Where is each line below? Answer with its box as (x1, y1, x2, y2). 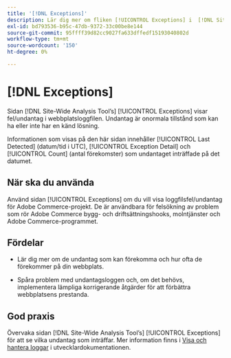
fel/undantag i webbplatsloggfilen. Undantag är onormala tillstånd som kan (7, 114, 219, 123)
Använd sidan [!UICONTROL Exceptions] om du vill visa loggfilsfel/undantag (7, 195, 223, 203)
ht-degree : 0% (7, 49, 48, 56)
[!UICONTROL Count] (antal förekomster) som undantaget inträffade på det (7, 149, 220, 158)
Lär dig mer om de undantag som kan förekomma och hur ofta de (16, 255, 203, 264)
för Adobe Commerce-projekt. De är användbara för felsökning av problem (7, 202, 219, 211)
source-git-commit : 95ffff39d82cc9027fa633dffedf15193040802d (7, 29, 189, 36)
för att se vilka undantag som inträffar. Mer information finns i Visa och (7, 336, 208, 344)
